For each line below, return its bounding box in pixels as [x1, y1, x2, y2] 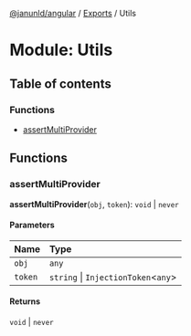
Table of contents [9, 76, 111, 91]
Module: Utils [9, 40, 113, 60]
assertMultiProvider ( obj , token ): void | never [9, 198, 180, 209]
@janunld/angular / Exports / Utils [9, 8, 137, 18]
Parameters [9, 219, 55, 231]
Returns [9, 296, 41, 307]
